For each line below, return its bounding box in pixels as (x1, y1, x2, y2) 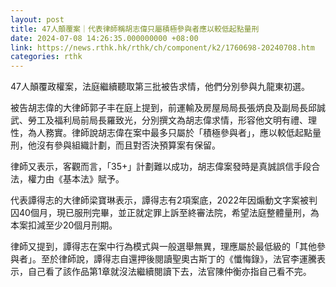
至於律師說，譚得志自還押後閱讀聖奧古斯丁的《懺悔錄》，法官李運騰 (40, 253, 317, 265)
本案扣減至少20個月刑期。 (10, 219, 118, 231)
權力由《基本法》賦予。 (27, 173, 125, 185)
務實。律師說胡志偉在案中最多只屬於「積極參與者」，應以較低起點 (44, 127, 313, 139)
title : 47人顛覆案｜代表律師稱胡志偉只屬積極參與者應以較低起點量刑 (10, 24, 260, 34)
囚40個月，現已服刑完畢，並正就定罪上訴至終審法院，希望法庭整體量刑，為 (10, 207, 320, 219)
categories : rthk (10, 52, 83, 62)
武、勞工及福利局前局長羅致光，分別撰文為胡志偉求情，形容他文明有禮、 (10, 114, 308, 126)
